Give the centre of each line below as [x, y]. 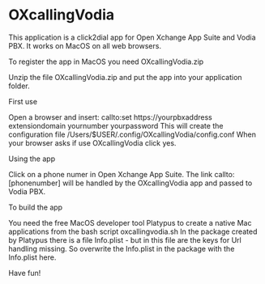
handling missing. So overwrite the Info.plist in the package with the [122, 248]
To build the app [36, 207]
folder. [19, 86]
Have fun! [25, 273]
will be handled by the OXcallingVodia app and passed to [157, 183]
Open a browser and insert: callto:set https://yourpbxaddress [110, 117]
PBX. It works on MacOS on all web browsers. [85, 45]
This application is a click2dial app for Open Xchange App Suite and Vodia [132, 37]
